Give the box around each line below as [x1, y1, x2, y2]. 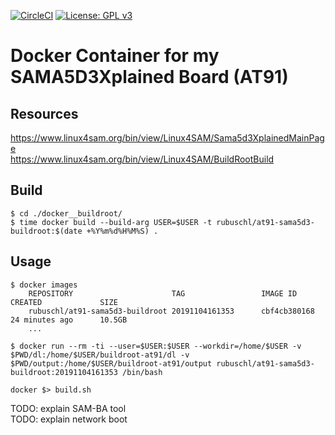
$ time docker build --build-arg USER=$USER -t [10, 217, 213, 227]
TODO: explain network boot [10, 413, 128, 425]
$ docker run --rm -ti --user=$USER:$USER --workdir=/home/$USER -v [10, 341, 302, 351]
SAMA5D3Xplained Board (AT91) [10, 66, 289, 89]
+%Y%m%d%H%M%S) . [86, 226, 159, 236]
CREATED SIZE [10, 297, 118, 307]
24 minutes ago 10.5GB [10, 315, 128, 325]
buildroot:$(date [10, 226, 83, 236]
